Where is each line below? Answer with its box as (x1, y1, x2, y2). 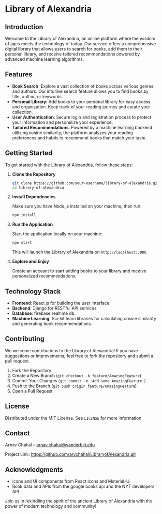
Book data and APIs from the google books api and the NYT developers (12, 483, 155, 489)
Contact (5, 429, 30, 437)
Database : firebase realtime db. (12, 310, 76, 316)
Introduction (5, 23, 44, 31)
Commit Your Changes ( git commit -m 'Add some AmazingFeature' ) (12, 377, 146, 383)
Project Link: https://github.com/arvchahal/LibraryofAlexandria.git (5, 451, 136, 457)
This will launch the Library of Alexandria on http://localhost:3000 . (12, 249, 148, 255)
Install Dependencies (12, 194, 56, 200)
